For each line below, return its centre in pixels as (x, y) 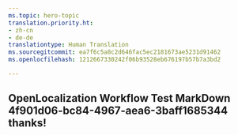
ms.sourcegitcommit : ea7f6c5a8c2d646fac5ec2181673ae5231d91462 (115, 52)
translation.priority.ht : (51, 23)
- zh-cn (21, 30)
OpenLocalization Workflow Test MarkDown (119, 98)
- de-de (21, 37)
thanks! (28, 123)
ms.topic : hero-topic (44, 15)
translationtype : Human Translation (68, 45)
